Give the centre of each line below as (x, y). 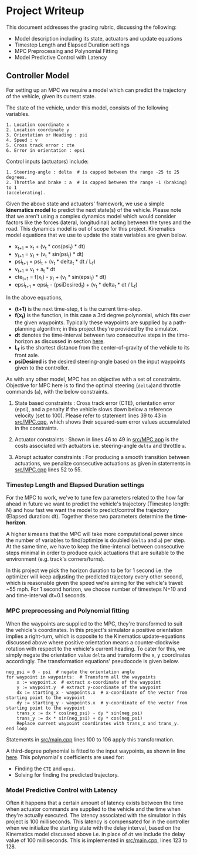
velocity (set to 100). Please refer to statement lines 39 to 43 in (91, 415)
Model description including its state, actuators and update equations (98, 38)
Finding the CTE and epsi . (45, 768)
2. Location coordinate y (38, 130)
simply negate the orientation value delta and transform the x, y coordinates (98, 655)
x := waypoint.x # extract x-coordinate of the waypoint (89, 682)
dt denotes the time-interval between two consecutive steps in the (95, 335)
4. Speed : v (22, 140)
